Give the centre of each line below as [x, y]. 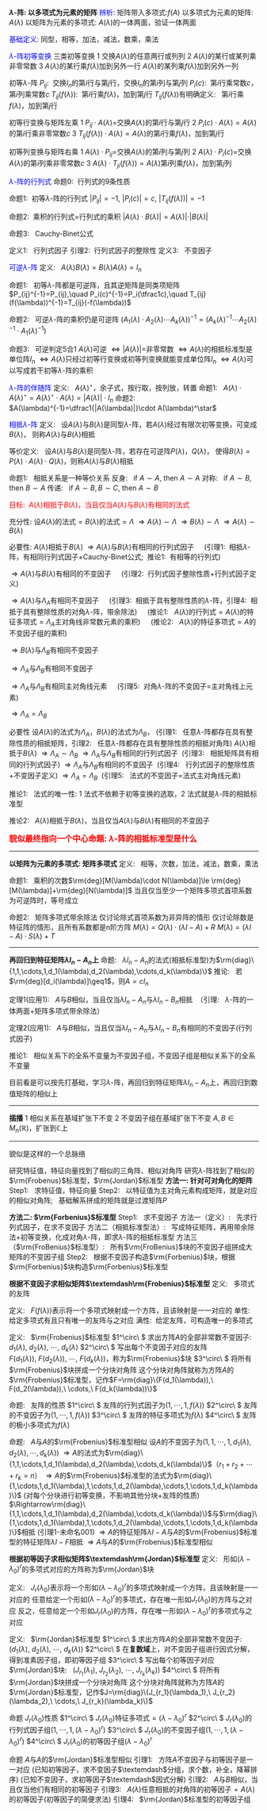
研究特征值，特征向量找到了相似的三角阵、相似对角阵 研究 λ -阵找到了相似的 [132, 1170]
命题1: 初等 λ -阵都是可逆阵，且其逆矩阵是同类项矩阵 [95, 286]
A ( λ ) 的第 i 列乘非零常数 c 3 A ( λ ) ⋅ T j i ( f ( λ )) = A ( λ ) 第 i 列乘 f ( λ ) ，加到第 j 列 [120, 164]
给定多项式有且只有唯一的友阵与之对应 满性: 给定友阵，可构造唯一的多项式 [131, 1320]
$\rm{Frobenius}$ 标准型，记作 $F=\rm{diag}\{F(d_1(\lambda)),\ [111, 1379]
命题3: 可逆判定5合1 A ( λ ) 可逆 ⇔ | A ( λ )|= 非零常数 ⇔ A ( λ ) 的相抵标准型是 [131, 349]
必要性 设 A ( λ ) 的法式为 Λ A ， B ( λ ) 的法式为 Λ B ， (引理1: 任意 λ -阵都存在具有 [128, 733]
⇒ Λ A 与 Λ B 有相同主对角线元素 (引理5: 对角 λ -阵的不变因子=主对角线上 [129, 687]
